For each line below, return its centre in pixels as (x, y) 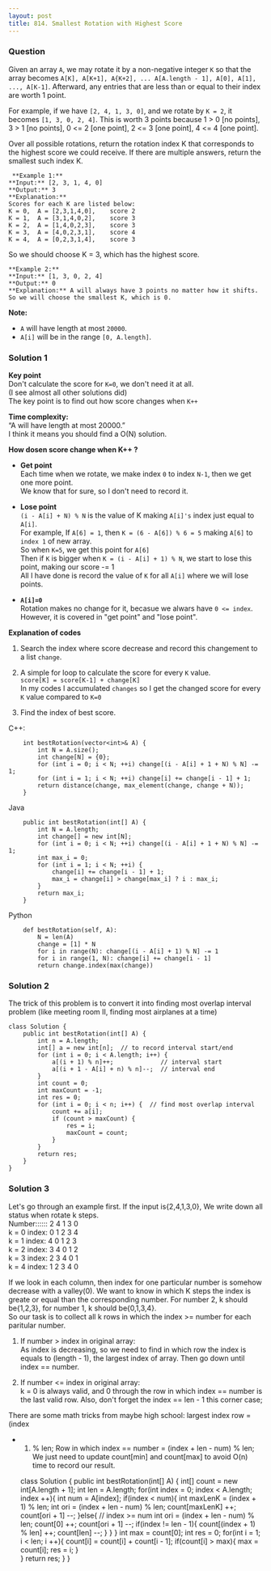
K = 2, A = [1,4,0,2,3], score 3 (72, 225)
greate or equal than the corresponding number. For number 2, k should (128, 1299)
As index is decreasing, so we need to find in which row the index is (133, 1349)
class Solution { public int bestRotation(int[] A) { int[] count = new (129, 1480)
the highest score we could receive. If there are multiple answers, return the (135, 152)
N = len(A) (56, 938)
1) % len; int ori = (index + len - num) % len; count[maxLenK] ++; (128, 1506)
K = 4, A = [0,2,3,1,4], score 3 (72, 239)
